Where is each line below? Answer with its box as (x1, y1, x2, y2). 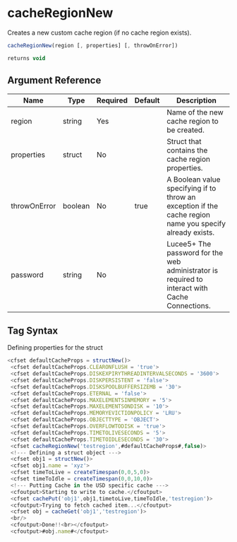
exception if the (166, 201, 219, 211)
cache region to (166, 116, 219, 126)
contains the (166, 145, 208, 155)
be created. (166, 125, 205, 135)
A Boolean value (166, 175, 221, 184)
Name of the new (166, 107, 224, 117)
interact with (166, 283, 208, 293)
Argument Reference (7, 74, 102, 86)
